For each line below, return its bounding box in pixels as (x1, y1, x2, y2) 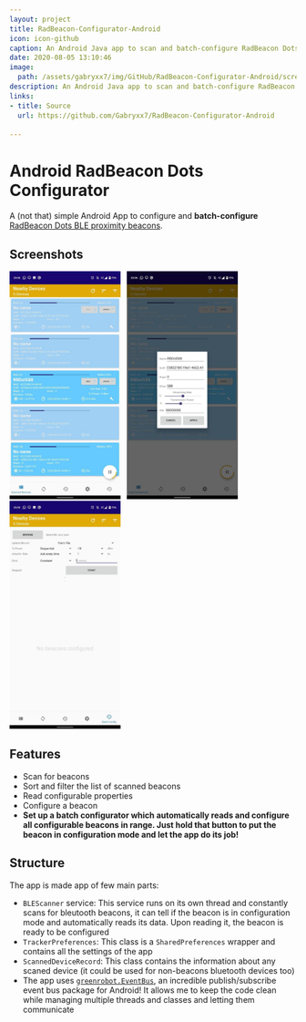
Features (9, 747, 61, 762)
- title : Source (9, 101, 71, 110)
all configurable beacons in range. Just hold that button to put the (22, 819, 277, 830)
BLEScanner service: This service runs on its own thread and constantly (22, 897, 289, 908)
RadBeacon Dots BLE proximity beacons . (9, 220, 163, 232)
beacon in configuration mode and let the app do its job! (22, 829, 240, 840)
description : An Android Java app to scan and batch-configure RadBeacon (9, 82, 296, 91)
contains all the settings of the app (22, 945, 153, 956)
